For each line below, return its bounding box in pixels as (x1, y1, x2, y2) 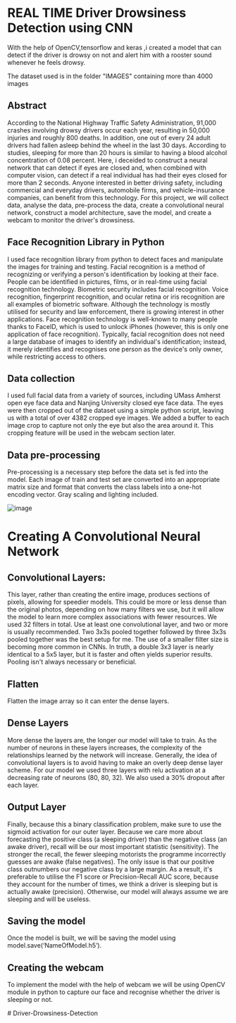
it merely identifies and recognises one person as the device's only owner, (7, 345, 223, 353)
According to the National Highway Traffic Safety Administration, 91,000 (7, 118, 217, 127)
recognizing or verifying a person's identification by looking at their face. (7, 270, 219, 278)
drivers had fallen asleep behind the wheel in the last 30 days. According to (7, 141, 227, 149)
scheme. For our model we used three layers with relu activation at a (7, 766, 206, 774)
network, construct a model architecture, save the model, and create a (7, 208, 212, 216)
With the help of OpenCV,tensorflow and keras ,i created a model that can (7, 43, 222, 51)
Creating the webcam (7, 962, 104, 974)
